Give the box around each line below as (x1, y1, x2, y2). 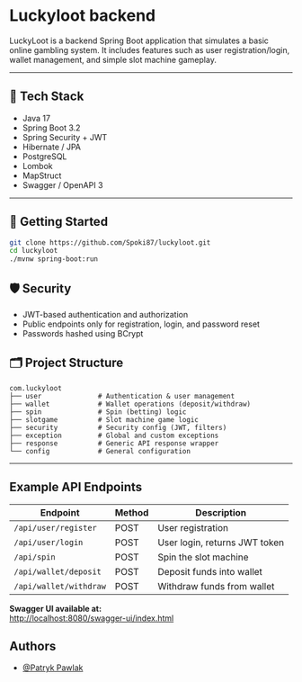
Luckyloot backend (9, 5, 155, 26)
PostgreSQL (22, 150, 67, 162)
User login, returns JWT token (156, 536, 285, 549)
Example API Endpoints (9, 480, 143, 495)
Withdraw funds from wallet (156, 579, 275, 592)
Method (114, 506, 149, 518)
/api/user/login (13, 537, 84, 547)
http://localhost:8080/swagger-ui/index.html (9, 613, 174, 624)
